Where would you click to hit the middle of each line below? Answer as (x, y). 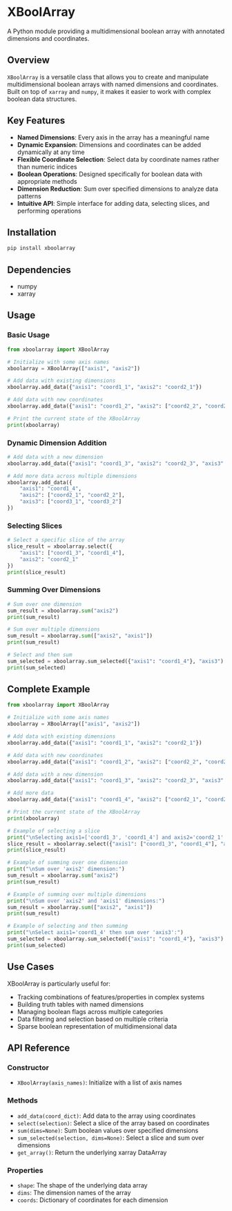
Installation (32, 232)
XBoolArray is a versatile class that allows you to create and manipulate (108, 77)
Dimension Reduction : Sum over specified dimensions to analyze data (118, 189)
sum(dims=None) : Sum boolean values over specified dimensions (108, 1130)
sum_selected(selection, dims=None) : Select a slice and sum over (111, 1138)
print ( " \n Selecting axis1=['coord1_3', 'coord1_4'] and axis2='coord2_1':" (118, 837)
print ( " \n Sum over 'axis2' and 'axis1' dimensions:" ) (86, 901)
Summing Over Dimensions (54, 590)
